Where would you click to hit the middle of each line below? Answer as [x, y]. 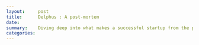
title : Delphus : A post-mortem [53, 17]
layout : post [28, 11]
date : [13, 22]
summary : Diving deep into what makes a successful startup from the [98, 28]
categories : [21, 33]
